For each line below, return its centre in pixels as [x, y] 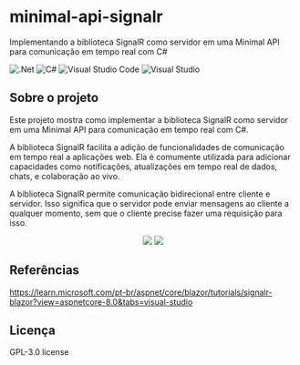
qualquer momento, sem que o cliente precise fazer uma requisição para [146, 213]
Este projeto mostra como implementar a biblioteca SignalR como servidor [149, 119]
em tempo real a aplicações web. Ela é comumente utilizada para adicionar [150, 157]
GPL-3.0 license [39, 352]
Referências [45, 270]
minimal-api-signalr [86, 17]
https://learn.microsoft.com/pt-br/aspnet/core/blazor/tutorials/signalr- [141, 292]
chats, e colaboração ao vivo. [65, 176]
